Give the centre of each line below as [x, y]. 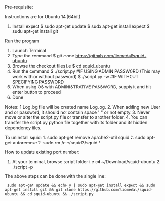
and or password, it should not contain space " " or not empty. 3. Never [78, 112]
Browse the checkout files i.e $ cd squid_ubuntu [61, 66]
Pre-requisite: [19, 7]
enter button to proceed [36, 92]
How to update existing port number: [42, 152]
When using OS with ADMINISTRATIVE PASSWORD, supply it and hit [82, 87]
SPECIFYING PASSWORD [38, 82]
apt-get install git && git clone [41, 190]
